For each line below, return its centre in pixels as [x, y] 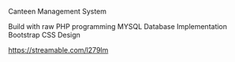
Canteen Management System [58, 11]
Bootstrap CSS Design [45, 35]
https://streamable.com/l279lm [58, 50]
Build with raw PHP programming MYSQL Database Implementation [117, 26]
